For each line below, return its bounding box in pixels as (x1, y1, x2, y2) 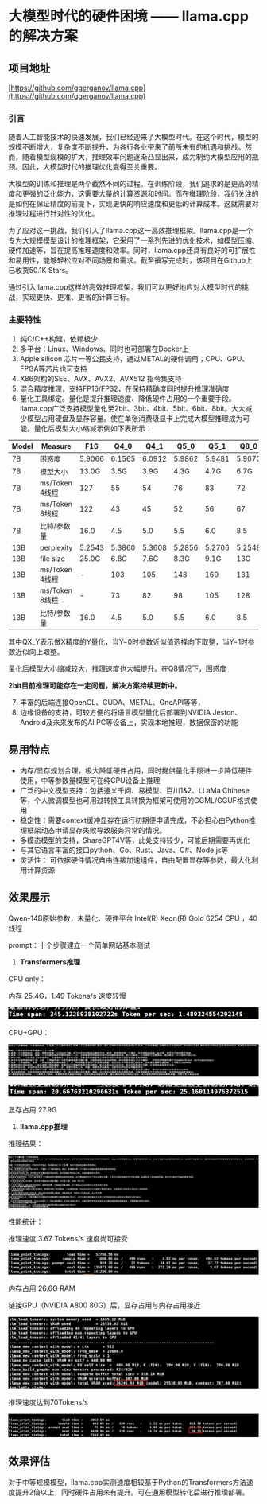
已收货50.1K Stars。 (8, 266, 73, 275)
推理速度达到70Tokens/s (8, 1397, 89, 1407)
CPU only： (8, 974, 46, 984)
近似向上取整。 (14, 647, 64, 657)
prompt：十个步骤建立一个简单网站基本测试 (8, 940, 151, 949)
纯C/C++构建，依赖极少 (19, 333, 98, 343)
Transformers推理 (19, 957, 81, 967)
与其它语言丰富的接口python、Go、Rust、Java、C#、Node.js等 (19, 845, 229, 855)
